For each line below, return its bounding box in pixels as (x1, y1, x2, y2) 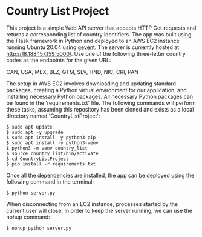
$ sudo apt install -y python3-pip (6, 135, 96, 141)
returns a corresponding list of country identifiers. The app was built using (6, 30, 192, 38)
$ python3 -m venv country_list (6, 145, 88, 151)
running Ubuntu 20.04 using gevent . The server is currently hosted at (6, 44, 180, 51)
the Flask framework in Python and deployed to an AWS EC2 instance (6, 37, 180, 44)
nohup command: (6, 213, 50, 221)
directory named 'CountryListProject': (6, 112, 100, 119)
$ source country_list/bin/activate (6, 150, 99, 156)
